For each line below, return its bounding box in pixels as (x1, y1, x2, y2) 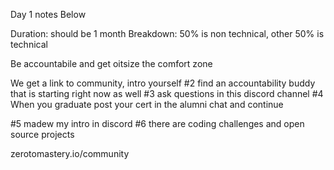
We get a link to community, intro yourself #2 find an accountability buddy (10, 77, 316, 89)
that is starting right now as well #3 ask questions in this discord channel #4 (10, 88, 324, 99)
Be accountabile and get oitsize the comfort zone (10, 58, 213, 69)
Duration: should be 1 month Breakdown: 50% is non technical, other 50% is (10, 28, 325, 39)
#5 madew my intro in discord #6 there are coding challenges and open (10, 118, 305, 129)
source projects (10, 129, 75, 140)
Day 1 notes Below (10, 9, 87, 20)
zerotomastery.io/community (10, 148, 130, 159)
